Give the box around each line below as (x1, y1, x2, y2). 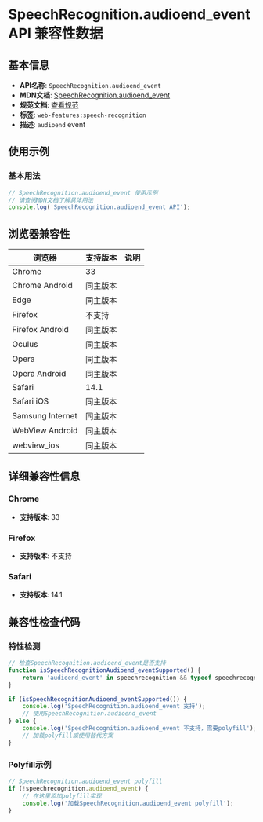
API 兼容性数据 (8, 25, 103, 42)
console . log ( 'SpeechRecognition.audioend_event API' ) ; (8, 203, 191, 211)
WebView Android (12, 426, 78, 437)
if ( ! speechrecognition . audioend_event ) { (8, 784, 149, 792)
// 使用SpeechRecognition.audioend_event (22, 710, 157, 718)
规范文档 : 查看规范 (19, 100, 79, 109)
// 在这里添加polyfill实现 (22, 791, 102, 800)
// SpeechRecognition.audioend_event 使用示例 (8, 188, 158, 197)
